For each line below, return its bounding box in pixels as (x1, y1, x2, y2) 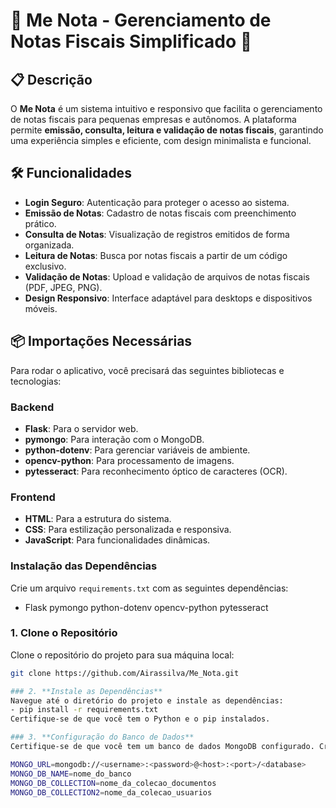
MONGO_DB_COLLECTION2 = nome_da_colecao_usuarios (10, 787, 213, 798)
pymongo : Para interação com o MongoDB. (24, 433, 205, 445)
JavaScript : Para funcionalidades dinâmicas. (24, 534, 211, 546)
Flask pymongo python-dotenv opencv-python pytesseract (24, 601, 269, 613)
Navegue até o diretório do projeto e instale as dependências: (10, 695, 284, 706)
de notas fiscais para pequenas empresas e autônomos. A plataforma (10, 114, 297, 125)
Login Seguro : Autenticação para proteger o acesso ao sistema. (24, 196, 290, 208)
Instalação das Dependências (10, 559, 158, 573)
